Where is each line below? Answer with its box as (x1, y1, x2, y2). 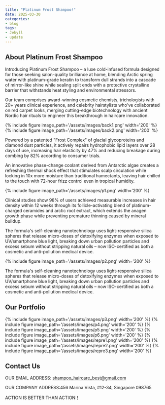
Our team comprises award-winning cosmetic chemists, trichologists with (5, 97, 155, 103)
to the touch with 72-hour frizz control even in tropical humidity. (5, 178, 135, 184)
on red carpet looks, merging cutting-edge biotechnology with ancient (5, 107, 148, 113)
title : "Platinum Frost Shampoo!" (5, 7, 76, 12)
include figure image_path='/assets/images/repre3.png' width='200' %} (5, 348, 152, 354)
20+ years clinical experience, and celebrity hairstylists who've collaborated (5, 102, 160, 108)
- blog (5, 21, 19, 26)
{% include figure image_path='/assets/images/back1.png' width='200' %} (5, 122, 158, 128)
